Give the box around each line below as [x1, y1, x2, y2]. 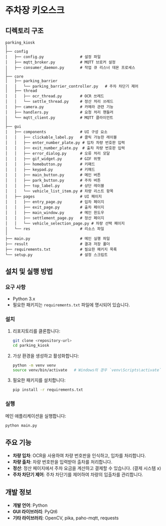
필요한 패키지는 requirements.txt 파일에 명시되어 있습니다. [12, 302, 130, 308]
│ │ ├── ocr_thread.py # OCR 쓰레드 [5, 94, 105, 99]
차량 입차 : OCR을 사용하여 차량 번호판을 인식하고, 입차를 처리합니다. [12, 453, 146, 459]
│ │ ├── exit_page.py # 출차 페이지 [5, 205, 105, 210]
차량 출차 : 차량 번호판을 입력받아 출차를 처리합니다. [12, 459, 113, 465]
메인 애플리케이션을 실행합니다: [5, 412, 67, 419]
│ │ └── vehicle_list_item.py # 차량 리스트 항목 [5, 189, 114, 194]
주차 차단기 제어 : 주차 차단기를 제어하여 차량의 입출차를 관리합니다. [12, 472, 143, 478]
